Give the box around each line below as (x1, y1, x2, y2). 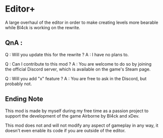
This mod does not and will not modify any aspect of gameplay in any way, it (5, 122, 159, 128)
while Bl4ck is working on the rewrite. (5, 24, 80, 30)
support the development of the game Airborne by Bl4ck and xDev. (5, 113, 140, 119)
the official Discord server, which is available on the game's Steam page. (5, 66, 151, 72)
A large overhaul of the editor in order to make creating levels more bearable (5, 19, 159, 25)
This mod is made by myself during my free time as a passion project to (5, 108, 149, 114)
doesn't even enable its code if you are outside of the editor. (5, 127, 126, 133)
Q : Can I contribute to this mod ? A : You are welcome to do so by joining (5, 61, 152, 67)
